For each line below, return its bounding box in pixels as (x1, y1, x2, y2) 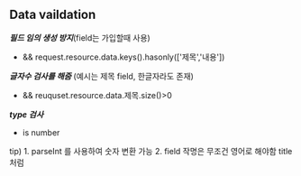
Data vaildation (9, 7, 96, 23)
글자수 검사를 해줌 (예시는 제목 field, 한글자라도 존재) (9, 70, 194, 81)
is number (22, 126, 60, 138)
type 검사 (9, 108, 44, 120)
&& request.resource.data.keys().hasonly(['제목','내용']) (22, 51, 225, 62)
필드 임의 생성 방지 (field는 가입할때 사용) (9, 32, 150, 43)
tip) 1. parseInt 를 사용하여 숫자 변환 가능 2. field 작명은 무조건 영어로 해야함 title (9, 145, 293, 156)
